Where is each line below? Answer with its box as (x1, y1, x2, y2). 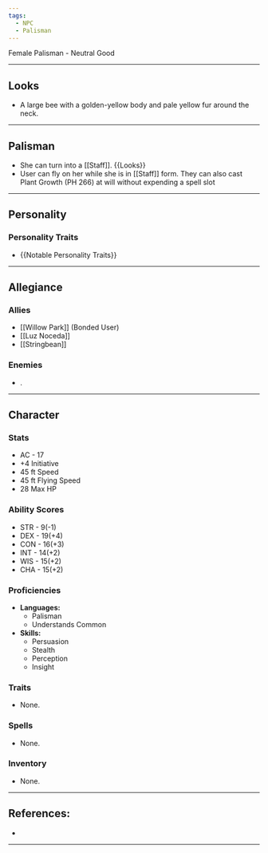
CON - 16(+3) (19, 539, 65, 549)
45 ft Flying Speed (19, 476, 81, 485)
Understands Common (31, 619, 107, 629)
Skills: (19, 628, 41, 638)
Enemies (8, 360, 43, 371)
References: (8, 807, 70, 820)
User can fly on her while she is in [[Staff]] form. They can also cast (19, 169, 243, 178)
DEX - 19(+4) (19, 531, 64, 540)
